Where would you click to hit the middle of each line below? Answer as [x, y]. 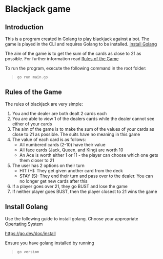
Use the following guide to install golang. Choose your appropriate [72, 218]
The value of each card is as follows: [49, 139]
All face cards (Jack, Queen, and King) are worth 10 [71, 150]
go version [28, 252]
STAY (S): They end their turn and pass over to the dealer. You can [86, 176]
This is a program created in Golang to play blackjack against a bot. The [77, 39]
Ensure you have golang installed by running [50, 243]
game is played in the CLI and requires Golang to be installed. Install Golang [81, 44]
